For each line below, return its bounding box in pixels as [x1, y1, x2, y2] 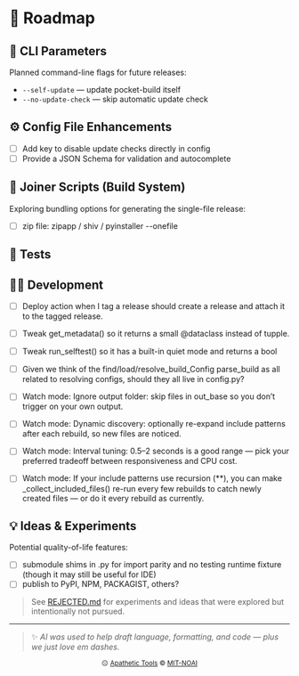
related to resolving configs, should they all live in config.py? [21, 374, 245, 385]
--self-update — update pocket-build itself [21, 85, 181, 94]
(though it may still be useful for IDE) [21, 569, 157, 580]
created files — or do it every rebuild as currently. [21, 493, 205, 503]
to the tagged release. [21, 311, 104, 322]
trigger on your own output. [21, 401, 124, 412]
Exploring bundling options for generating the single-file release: [9, 203, 246, 214]
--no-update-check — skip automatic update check [21, 94, 209, 104]
